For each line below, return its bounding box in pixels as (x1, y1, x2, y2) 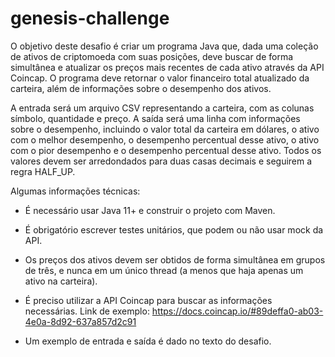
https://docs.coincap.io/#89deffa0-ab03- (151, 305, 324, 317)
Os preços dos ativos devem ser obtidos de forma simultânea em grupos (24, 253, 326, 266)
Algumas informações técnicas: (10, 185, 141, 197)
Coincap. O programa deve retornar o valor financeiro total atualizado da (10, 72, 310, 84)
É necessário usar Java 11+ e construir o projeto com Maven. (24, 204, 276, 216)
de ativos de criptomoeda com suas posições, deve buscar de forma (10, 50, 294, 62)
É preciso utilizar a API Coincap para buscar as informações (24, 294, 273, 306)
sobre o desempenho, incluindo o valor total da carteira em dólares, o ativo (10, 123, 320, 135)
